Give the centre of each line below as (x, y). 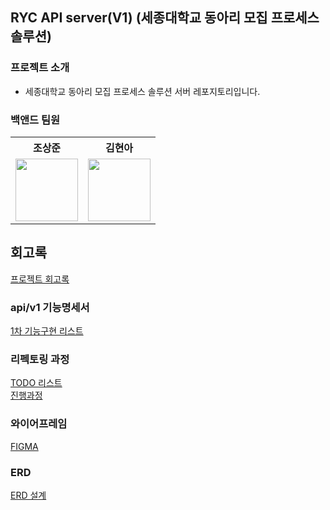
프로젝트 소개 (40, 68)
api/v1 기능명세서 (50, 307)
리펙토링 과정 (40, 360)
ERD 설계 (28, 495)
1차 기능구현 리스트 (47, 331)
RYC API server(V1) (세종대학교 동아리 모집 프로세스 (165, 18)
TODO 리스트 (36, 383)
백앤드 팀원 (35, 120)
